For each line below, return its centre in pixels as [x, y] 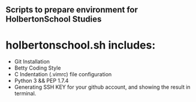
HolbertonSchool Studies [54, 19]
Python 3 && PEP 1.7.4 [41, 81]
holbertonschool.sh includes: [81, 45]
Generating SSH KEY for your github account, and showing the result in [102, 87]
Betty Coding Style [37, 68]
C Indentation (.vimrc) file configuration [63, 74]
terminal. [25, 94]
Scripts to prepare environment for [72, 10]
